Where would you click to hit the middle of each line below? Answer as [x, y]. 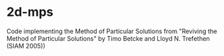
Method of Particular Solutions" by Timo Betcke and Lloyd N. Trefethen [108, 38]
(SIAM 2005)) [26, 46]
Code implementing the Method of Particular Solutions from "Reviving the [112, 31]
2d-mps [30, 12]
